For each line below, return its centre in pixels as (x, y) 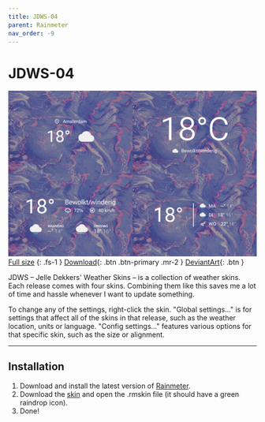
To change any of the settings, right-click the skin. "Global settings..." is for (130, 309)
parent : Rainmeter (38, 25)
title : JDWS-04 (33, 17)
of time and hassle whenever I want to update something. (101, 294)
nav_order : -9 (32, 33)
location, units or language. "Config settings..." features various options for (130, 326)
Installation (36, 367)
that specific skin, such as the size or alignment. (86, 334)
